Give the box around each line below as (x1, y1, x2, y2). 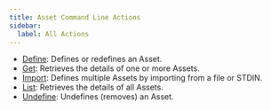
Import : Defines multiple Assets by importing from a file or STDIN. (21, 73, 263, 83)
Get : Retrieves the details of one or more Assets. (21, 63, 200, 74)
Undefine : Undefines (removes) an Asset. (21, 91, 175, 102)
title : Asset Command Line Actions (9, 12, 141, 22)
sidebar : (9, 21, 42, 30)
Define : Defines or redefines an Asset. (21, 54, 163, 65)
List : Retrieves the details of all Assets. (21, 82, 164, 93)
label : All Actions (17, 29, 90, 38)
